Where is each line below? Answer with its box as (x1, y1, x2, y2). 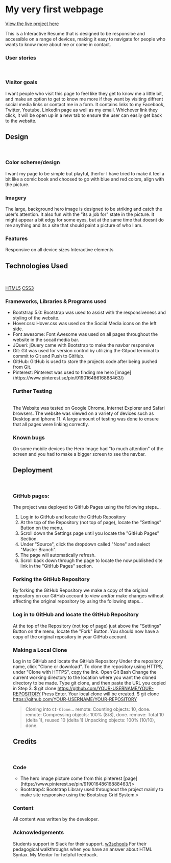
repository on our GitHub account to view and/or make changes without (12, 593, 164, 599)
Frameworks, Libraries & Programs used (5, 297, 107, 305)
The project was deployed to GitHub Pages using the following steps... (12, 504, 161, 510)
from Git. (12, 364, 32, 370)
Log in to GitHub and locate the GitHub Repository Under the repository (12, 658, 163, 664)
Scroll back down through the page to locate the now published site (20, 557, 163, 564)
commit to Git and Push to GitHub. (12, 353, 85, 359)
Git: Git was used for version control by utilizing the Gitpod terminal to (12, 348, 160, 354)
